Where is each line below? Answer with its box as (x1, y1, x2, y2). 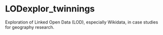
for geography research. (5, 24, 54, 30)
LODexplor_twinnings (5, 3, 95, 14)
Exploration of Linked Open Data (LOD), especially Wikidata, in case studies (5, 19, 159, 25)
